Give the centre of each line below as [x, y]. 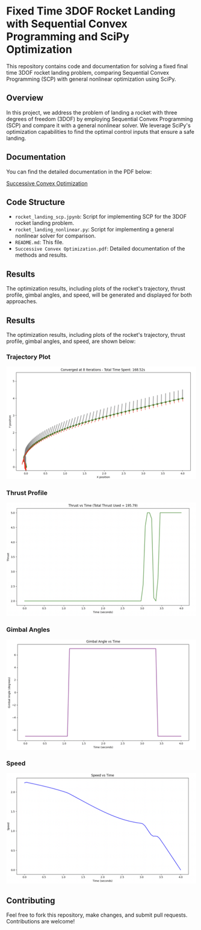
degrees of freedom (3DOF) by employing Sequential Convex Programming [100, 119]
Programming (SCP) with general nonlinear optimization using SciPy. [91, 79]
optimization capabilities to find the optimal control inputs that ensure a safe [100, 131]
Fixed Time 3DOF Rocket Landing [91, 11]
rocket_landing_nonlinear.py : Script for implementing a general [94, 230]
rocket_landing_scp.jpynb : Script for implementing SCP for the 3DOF [101, 217]
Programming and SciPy [68, 37]
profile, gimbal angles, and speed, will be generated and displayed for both [99, 295]
